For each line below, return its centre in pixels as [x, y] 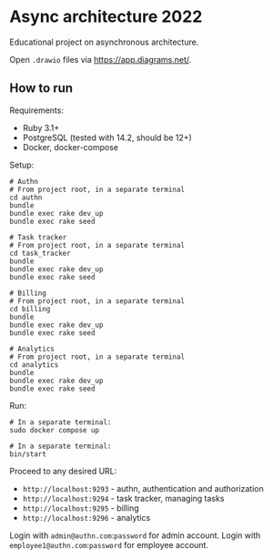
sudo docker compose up [55, 430]
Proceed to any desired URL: [63, 471]
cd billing [30, 309]
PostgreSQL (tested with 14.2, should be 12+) [107, 137]
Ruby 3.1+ [41, 127]
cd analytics [34, 365]
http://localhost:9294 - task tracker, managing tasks [123, 498]
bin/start [28, 454]
